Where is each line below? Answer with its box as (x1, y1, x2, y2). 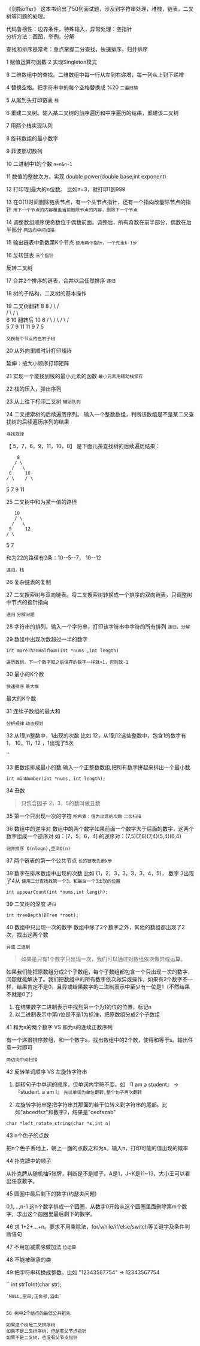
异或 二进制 (6, 944, 31, 950)
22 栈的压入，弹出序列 (6, 385, 62, 392)
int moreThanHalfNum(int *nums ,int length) (6, 648, 119, 654)
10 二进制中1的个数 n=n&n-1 (6, 161, 73, 167)
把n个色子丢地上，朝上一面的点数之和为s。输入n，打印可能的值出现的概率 (6, 1145, 189, 1151)
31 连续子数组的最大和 (6, 707, 61, 715)
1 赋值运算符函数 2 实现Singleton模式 (6, 59, 97, 65)
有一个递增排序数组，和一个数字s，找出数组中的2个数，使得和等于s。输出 (6, 1036, 189, 1043)
